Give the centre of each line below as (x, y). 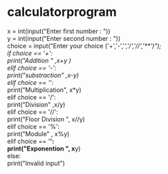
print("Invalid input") (36, 163)
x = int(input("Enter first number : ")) (59, 31)
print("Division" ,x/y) (36, 104)
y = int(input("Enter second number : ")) (64, 38)
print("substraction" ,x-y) (43, 75)
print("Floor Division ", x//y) (46, 119)
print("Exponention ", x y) (44, 148)
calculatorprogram (62, 12)
